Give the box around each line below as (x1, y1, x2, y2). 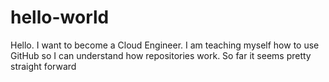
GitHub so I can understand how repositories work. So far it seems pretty (10, 49, 312, 61)
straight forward (10, 60, 77, 72)
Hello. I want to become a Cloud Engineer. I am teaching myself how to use (10, 39, 320, 51)
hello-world (10, 6, 110, 29)
